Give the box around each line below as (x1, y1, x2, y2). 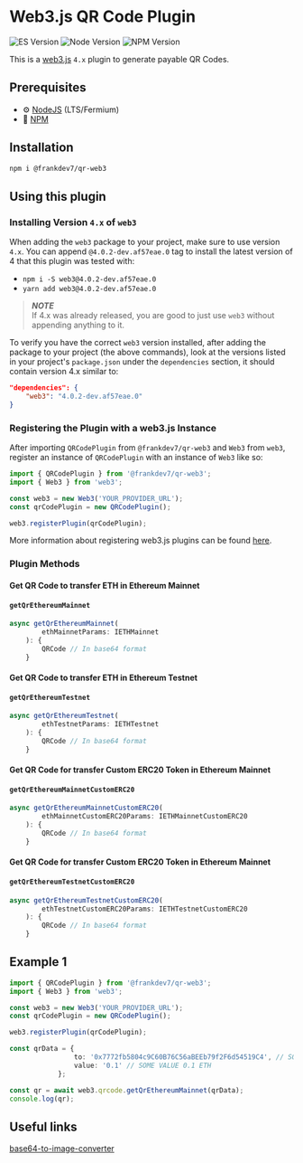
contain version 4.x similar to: (9, 366, 119, 377)
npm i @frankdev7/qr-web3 (9, 164, 106, 173)
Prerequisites (9, 80, 87, 96)
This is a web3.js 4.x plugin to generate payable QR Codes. (9, 53, 230, 64)
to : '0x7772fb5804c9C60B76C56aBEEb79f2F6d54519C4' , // (73, 1053, 284, 1062)
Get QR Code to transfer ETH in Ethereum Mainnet (9, 580, 200, 591)
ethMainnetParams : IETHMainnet (41, 628, 160, 637)
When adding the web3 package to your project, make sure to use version (9, 237, 280, 248)
